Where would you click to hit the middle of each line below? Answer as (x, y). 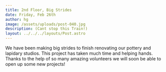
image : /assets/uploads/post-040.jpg (45, 24)
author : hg (17, 19)
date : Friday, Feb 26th (31, 15)
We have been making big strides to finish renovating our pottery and (78, 48)
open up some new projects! (35, 64)
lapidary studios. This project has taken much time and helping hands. (79, 53)
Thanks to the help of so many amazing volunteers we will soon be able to (83, 59)
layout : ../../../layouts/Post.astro (45, 33)
